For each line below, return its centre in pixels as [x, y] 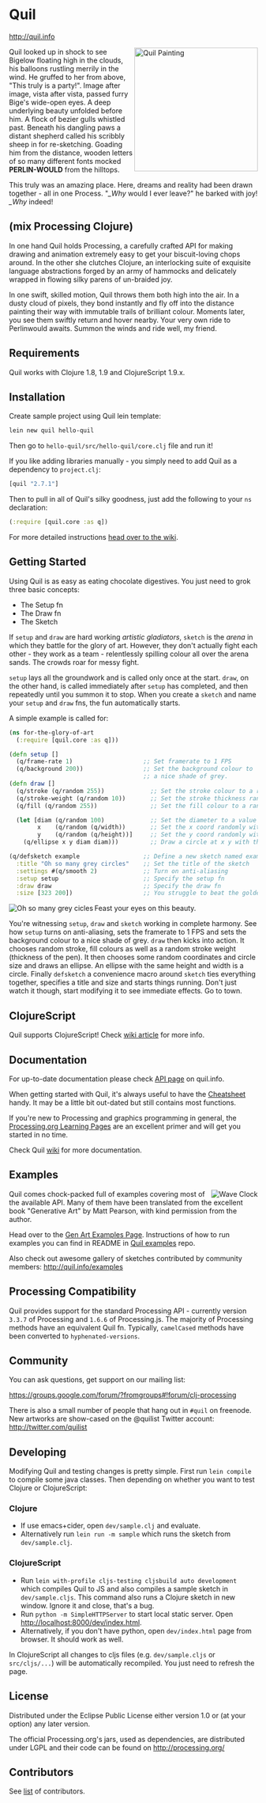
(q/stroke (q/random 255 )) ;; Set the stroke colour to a [135, 791]
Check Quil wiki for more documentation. [76, 1150]
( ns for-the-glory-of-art [51, 733]
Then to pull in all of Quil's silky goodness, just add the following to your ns [130, 499]
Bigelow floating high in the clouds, [66, 60]
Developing [37, 1452]
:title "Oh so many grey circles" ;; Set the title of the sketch [133, 864]
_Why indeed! [31, 201]
